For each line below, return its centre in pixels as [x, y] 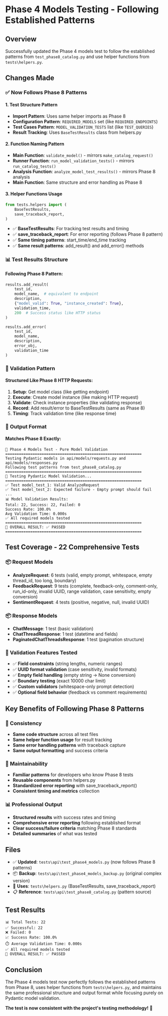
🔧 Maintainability [27, 763]
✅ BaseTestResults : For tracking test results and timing [71, 229]
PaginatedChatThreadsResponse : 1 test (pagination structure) [78, 639]
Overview [21, 39]
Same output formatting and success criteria [60, 750]
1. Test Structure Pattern [31, 104]
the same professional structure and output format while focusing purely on [84, 993]
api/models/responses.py [31, 463]
